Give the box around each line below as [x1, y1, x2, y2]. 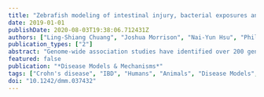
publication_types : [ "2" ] [8, 41, 93, 48]
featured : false [8, 56, 61, 63]
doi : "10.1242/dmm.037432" [8, 77, 97, 84]
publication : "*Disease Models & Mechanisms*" [8, 63, 163, 70]
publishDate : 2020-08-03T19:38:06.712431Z [8, 26, 149, 34]
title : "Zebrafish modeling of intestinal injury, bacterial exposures [8, 11, 247, 20]
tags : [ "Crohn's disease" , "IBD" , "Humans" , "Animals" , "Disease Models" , [8, 70, 258, 77]
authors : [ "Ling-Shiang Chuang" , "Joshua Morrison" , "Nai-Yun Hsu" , [8, 33, 237, 41]
